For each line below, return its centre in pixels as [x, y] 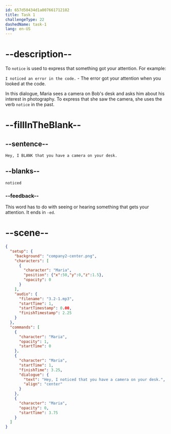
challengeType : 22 [25, 19]
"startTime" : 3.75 [38, 413]
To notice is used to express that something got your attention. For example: [86, 68]
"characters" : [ [32, 261]
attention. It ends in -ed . [30, 212]
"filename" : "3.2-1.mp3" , [46, 299]
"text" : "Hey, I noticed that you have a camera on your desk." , [95, 379]
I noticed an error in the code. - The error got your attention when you [83, 78]
